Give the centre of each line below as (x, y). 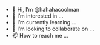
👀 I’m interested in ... (38, 16)
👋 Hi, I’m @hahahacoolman (46, 9)
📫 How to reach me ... (40, 36)
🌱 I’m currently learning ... (44, 22)
